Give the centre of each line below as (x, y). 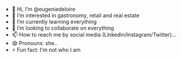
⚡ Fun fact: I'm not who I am (46, 50)
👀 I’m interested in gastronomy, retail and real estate (76, 15)
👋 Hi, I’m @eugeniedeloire (43, 9)
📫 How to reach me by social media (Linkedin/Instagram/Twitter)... (94, 35)
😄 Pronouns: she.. (34, 43)
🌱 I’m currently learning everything (54, 22)
